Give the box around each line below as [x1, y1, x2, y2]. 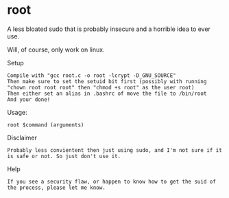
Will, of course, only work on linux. [7, 45, 105, 54]
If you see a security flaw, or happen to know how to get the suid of [7, 178, 216, 185]
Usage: [7, 108, 27, 116]
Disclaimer [7, 133, 38, 142]
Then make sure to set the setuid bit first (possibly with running [7, 78, 207, 85]
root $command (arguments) [7, 121, 84, 129]
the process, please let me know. [7, 184, 106, 191]
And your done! [7, 96, 51, 103]
